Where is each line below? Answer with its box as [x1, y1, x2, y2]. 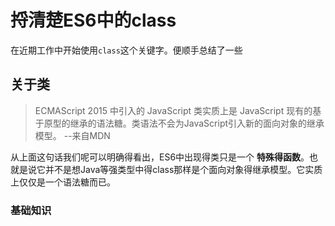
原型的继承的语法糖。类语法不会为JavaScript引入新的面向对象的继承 [43, 117, 325, 129]
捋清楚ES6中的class [10, 9, 177, 32]
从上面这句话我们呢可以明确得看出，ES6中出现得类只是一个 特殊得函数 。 [10, 151, 310, 163]
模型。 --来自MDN [34, 129, 111, 141]
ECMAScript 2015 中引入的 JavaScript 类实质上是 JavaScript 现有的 [34, 104, 313, 116]
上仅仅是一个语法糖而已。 [10, 176, 116, 188]
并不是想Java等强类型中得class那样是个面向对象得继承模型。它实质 [44, 163, 323, 175]
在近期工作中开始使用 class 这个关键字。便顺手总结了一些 [10, 44, 243, 56]
